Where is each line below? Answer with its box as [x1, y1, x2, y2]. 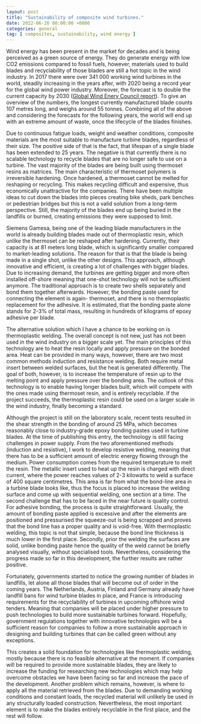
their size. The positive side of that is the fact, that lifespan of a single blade [6, 143, 194, 150]
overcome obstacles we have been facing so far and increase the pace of [6, 674, 189, 681]
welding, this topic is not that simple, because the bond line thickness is [6, 529, 185, 536]
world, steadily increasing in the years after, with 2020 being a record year [6, 79, 191, 87]
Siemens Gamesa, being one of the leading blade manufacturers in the [6, 224, 182, 232]
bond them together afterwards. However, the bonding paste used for [6, 288, 179, 295]
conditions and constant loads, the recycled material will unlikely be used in [6, 693, 194, 701]
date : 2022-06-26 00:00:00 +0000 [6, 20, 90, 26]
